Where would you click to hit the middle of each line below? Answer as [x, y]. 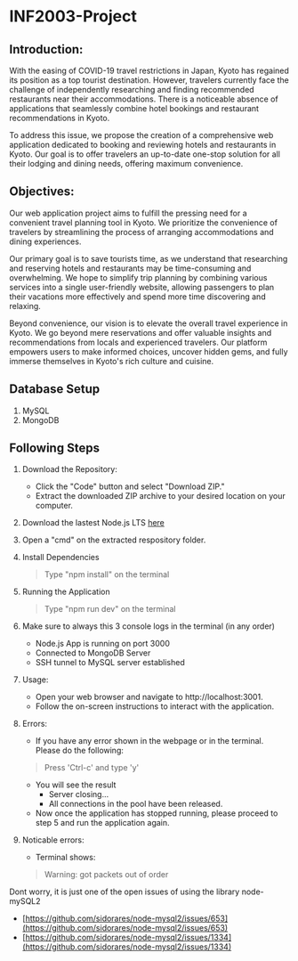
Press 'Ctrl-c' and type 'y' [92, 768]
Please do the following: [80, 751]
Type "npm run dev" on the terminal [110, 609]
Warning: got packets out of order [106, 875]
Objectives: [42, 192]
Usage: [35, 680]
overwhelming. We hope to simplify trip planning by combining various [138, 277]
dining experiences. [45, 241]
